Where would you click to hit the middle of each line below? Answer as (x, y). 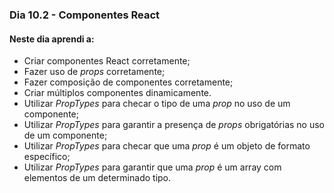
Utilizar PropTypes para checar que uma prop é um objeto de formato (167, 146)
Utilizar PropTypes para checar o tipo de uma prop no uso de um (157, 104)
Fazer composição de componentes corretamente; (128, 82)
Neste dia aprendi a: (52, 39)
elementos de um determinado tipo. (97, 178)
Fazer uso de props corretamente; (94, 72)
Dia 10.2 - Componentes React (85, 15)
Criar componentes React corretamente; (107, 61)
